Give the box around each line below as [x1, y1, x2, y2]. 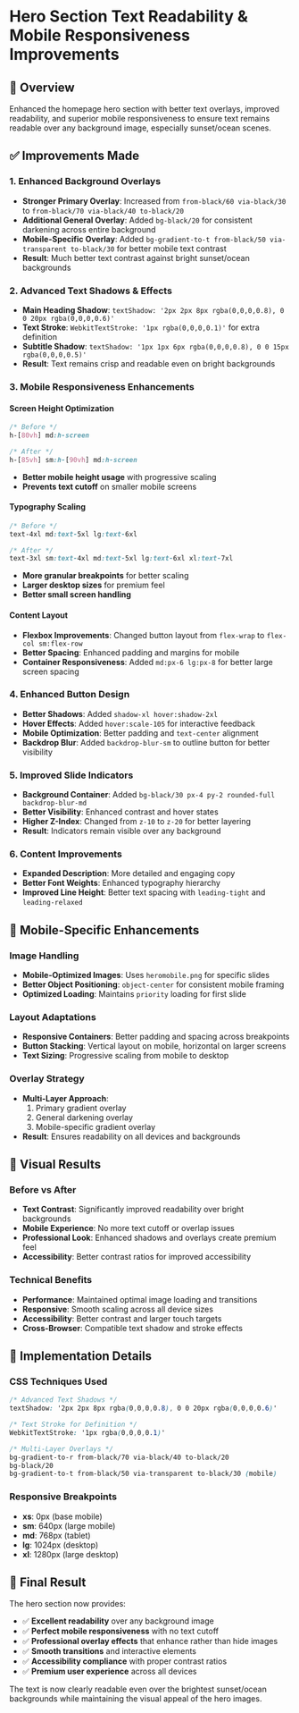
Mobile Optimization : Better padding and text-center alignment [21, 727, 259, 738]
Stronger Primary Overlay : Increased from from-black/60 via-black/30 [21, 195, 287, 207]
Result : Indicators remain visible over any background [21, 825, 221, 837]
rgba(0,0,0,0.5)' [21, 350, 87, 359]
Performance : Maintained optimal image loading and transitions [21, 1294, 258, 1304]
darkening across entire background [21, 224, 156, 234]
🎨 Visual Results [9, 1157, 102, 1172]
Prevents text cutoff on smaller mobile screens [21, 481, 197, 492]
